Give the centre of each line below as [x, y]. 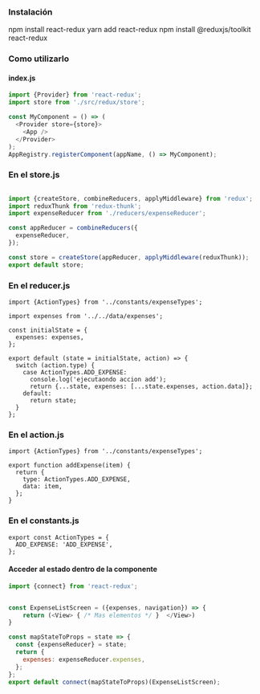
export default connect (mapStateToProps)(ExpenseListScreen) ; [114, 682]
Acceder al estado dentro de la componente [83, 569]
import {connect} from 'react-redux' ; [73, 586]
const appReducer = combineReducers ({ [73, 228]
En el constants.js [44, 520]
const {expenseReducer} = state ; [71, 645]
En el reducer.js [39, 285]
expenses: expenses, [50, 337]
